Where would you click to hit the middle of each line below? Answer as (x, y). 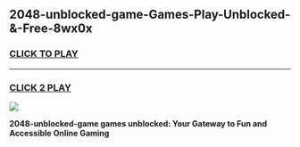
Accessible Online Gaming (59, 133)
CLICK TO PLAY (44, 54)
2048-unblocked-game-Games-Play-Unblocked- (150, 15)
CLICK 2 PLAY (40, 87)
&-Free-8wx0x (51, 29)
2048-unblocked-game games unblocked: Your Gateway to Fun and (138, 123)
